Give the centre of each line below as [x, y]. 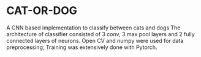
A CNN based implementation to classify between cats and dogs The [93, 28]
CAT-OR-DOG [42, 11]
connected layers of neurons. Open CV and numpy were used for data [95, 40]
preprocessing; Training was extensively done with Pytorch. [82, 47]
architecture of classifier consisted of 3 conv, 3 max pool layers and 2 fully [100, 34]
